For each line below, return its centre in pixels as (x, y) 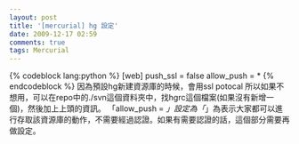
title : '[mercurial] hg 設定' (64, 26)
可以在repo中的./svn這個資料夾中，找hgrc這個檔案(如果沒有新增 (149, 98)
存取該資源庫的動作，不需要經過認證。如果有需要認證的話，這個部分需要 (149, 120)
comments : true (37, 42)
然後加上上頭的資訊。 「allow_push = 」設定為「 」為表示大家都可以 (152, 108)
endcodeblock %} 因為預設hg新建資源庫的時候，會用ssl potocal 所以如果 (143, 86)
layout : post (33, 17)
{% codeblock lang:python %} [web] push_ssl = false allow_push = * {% (141, 76)
